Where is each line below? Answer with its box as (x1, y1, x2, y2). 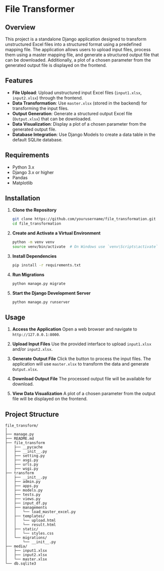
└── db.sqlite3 (5, 561, 36, 566)
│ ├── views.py (5, 497, 41, 502)
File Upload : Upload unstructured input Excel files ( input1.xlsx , (12, 90, 142, 96)
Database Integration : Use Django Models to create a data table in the (12, 132, 156, 137)
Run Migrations (12, 271, 45, 277)
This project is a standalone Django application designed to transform (5, 36, 147, 42)
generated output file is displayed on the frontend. (5, 63, 107, 68)
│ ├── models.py (5, 488, 43, 493)
